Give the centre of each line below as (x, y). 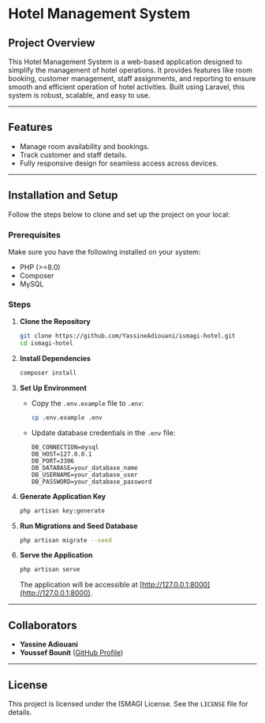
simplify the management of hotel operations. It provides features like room (131, 70)
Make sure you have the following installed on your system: (105, 252)
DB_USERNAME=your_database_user (84, 475)
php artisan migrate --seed (65, 540)
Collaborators (43, 625)
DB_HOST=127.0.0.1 (62, 454)
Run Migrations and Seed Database (78, 526)
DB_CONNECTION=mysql (65, 447)
